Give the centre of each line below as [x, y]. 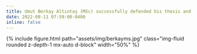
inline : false [24, 22]
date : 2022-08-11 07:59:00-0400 [46, 17]
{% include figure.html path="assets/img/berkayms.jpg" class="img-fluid [95, 39]
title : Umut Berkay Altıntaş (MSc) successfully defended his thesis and [99, 11]
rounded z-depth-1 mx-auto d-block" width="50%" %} [73, 45]
